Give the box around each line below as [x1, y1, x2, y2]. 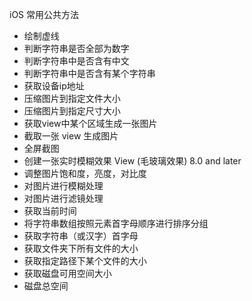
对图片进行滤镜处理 [23, 193, 104, 204]
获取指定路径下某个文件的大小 [23, 255, 147, 267]
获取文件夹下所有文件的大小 [23, 243, 139, 254]
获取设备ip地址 [23, 80, 85, 92]
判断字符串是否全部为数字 [23, 43, 130, 54]
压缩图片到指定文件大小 [23, 93, 121, 104]
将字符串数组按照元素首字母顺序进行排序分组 [23, 218, 209, 229]
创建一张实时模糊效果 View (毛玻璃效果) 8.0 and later [23, 155, 242, 167]
